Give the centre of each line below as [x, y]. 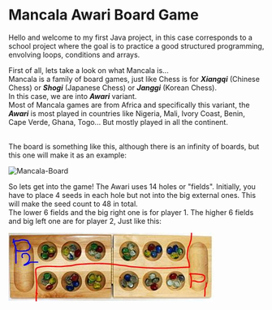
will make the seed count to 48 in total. [73, 204]
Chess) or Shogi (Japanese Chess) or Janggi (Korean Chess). [113, 88]
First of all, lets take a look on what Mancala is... [89, 70]
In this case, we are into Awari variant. [73, 96]
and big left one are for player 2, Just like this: [85, 221]
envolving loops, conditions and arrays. [74, 54]
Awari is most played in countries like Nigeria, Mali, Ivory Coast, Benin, [127, 113]
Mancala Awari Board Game [104, 15]
